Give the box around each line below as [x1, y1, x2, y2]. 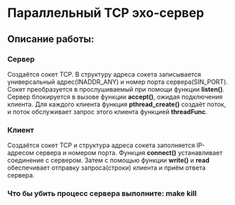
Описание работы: [7, 33, 95, 45]
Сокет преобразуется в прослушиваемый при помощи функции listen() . [7, 85, 224, 93]
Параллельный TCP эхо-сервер [7, 5, 205, 21]
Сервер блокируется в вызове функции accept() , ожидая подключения [7, 92, 223, 101]
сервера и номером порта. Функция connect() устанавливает [35, 149, 223, 157]
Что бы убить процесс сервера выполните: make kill [7, 189, 197, 199]
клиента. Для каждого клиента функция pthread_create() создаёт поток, [7, 100, 227, 108]
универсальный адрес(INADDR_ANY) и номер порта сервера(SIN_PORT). [7, 77, 228, 86]
